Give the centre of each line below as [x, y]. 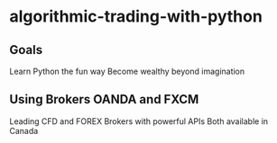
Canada [24, 130]
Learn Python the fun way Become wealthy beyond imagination [127, 71]
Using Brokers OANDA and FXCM [104, 99]
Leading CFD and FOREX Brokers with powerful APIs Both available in [139, 121]
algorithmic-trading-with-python [136, 17]
